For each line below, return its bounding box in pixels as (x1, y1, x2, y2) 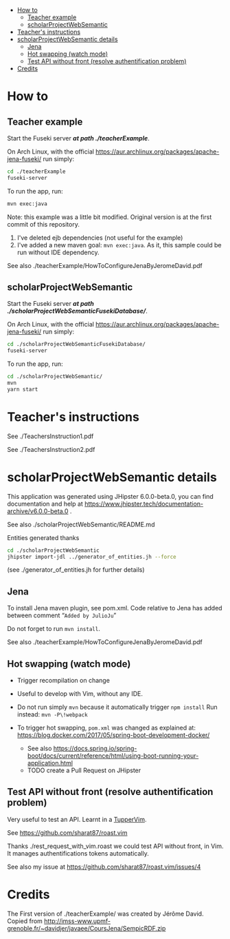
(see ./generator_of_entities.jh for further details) (7, 566, 146, 574)
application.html (27, 759, 73, 767)
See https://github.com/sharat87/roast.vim (7, 828, 128, 836)
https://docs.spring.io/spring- (53, 744, 137, 753)
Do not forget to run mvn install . (7, 625, 101, 633)
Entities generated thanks (7, 533, 80, 541)
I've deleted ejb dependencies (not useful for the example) (16, 234, 183, 242)
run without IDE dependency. (16, 248, 100, 256)
